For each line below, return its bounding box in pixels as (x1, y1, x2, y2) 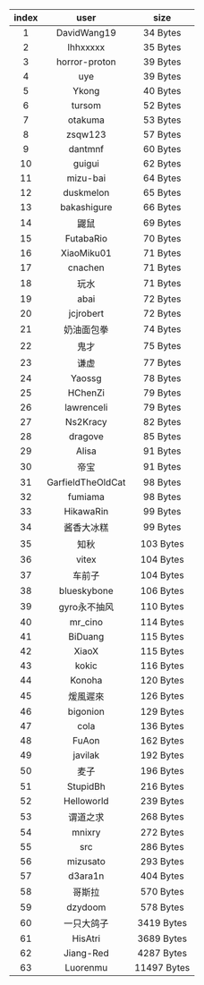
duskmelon (62, 187, 110, 199)
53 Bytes (142, 114, 182, 126)
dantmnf (68, 143, 105, 155)
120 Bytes (140, 675, 185, 686)
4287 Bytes (137, 947, 188, 959)
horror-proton (56, 55, 116, 68)
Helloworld (64, 795, 109, 807)
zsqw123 (65, 129, 106, 140)
